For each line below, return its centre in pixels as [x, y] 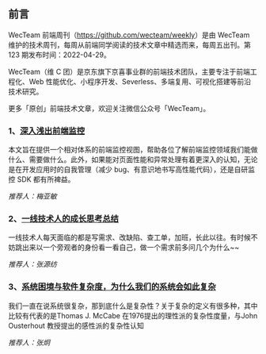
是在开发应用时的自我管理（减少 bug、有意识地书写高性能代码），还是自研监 [132, 170]
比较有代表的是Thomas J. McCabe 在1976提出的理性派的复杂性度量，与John [133, 315]
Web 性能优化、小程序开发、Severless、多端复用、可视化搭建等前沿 [140, 81]
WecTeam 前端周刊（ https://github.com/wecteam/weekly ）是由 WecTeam [129, 35]
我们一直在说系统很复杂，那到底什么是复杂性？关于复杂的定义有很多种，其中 [133, 306]
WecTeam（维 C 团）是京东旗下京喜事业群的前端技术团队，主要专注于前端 [129, 71]
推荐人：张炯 [29, 342]
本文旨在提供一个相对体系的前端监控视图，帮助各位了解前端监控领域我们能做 [133, 150]
